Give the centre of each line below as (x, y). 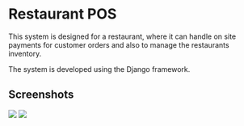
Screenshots (41, 95)
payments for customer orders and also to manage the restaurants (119, 44)
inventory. (25, 53)
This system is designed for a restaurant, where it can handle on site (122, 36)
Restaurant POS (63, 14)
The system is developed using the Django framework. (99, 69)
